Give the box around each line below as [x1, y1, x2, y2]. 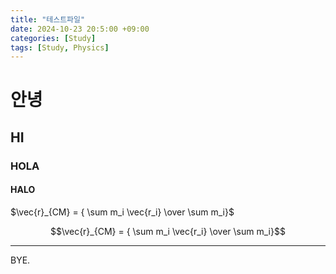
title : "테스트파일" [10, 14, 86, 25]
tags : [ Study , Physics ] [10, 42, 110, 53]
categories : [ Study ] [10, 33, 97, 43]
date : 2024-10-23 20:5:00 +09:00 [10, 24, 150, 34]
